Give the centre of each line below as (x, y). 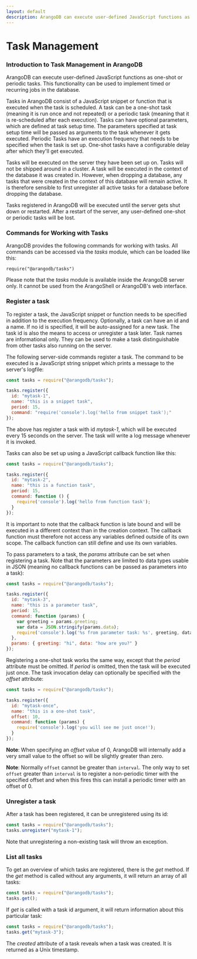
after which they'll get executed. (45, 151)
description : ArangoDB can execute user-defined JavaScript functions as (98, 17)
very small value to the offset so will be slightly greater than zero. (85, 756)
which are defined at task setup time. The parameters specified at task (91, 126)
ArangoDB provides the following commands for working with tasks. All (92, 246)
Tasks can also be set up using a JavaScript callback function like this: (91, 453)
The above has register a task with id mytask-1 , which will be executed (91, 429)
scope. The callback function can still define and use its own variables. (92, 543)
